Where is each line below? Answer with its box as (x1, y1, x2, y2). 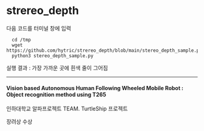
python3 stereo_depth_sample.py (12, 52, 94, 58)
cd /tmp (12, 37, 32, 43)
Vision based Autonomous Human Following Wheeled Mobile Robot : (6, 84, 184, 91)
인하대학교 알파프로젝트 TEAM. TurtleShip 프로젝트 (6, 105, 128, 113)
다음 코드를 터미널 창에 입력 (6, 24, 72, 32)
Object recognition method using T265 (6, 91, 106, 98)
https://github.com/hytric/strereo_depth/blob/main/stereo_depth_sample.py (6, 47, 202, 54)
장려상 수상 (6, 118, 33, 126)
